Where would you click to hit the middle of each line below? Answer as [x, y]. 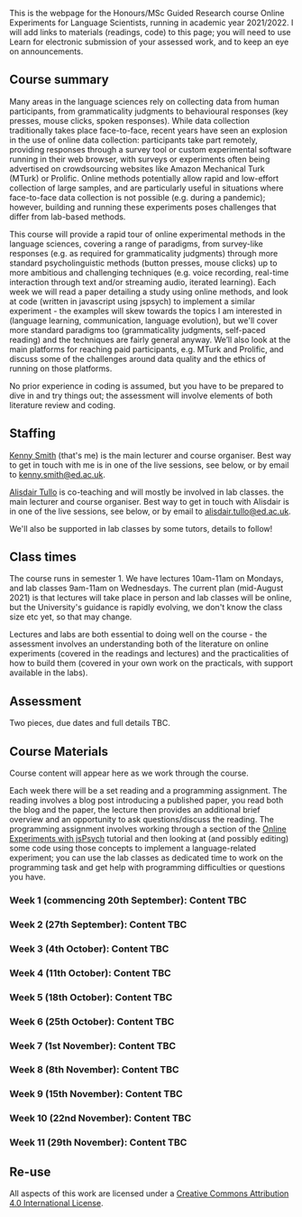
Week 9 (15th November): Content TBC [96, 1094]
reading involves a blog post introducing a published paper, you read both [146, 800]
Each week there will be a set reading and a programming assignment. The [148, 791]
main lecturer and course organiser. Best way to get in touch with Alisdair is [150, 501]
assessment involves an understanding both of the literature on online [139, 644]
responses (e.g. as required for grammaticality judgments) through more [144, 253]
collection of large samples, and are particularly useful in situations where [146, 188]
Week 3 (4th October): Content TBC [89, 949]
